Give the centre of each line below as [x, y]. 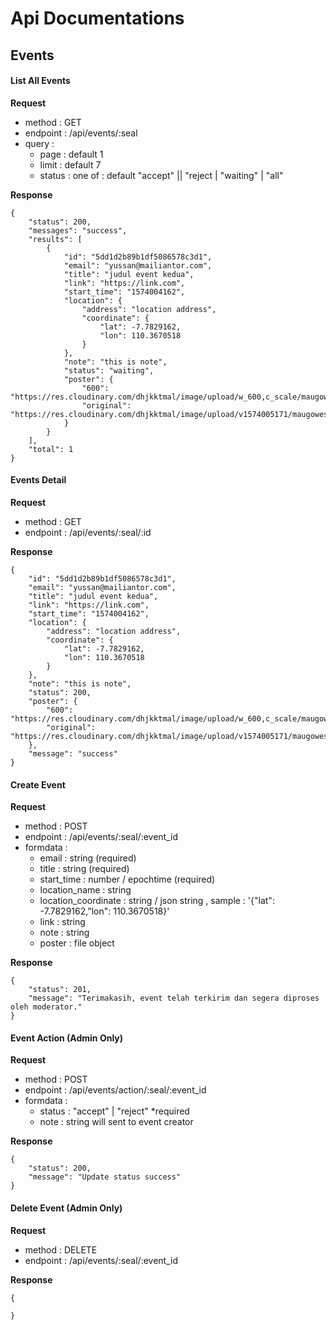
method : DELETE [61, 1249]
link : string [62, 922]
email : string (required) [88, 858]
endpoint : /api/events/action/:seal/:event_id [115, 1090]
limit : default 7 [70, 164]
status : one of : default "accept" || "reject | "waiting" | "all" [161, 175]
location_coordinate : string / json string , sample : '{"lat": [157, 901]
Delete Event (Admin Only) [66, 1208]
